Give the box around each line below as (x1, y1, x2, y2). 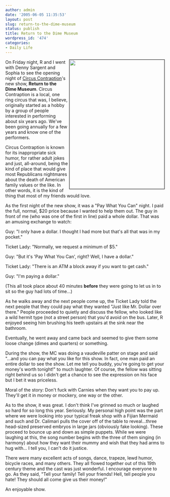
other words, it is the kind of (5, 187, 64, 193)
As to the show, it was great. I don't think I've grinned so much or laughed (5, 402, 159, 408)
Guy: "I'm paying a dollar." (5, 273, 60, 279)
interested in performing (5, 112, 56, 119)
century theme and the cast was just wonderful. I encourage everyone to (5, 466, 157, 472)
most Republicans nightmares (5, 171, 67, 177)
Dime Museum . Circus (5, 86, 53, 92)
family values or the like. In (5, 182, 61, 188)
